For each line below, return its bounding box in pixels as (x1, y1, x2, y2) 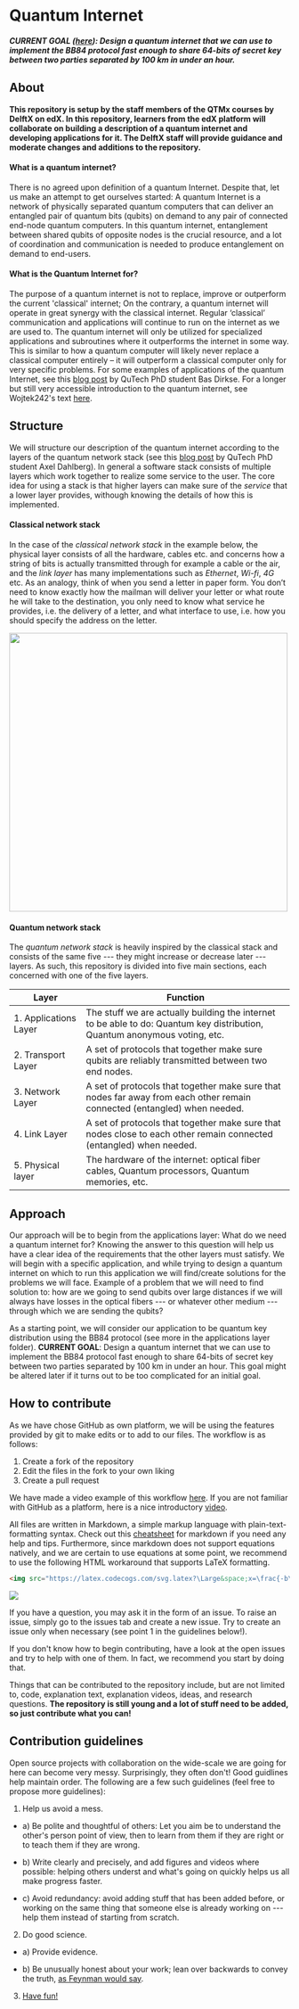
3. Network (13, 1085, 61, 1098)
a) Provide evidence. (21, 1946, 99, 1957)
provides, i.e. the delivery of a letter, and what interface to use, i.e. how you (9, 605, 287, 616)
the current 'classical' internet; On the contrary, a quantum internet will (9, 298, 269, 309)
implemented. (9, 498, 60, 509)
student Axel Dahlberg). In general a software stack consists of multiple (9, 461, 271, 472)
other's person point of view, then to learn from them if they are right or (21, 1830, 285, 1840)
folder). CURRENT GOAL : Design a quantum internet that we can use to (9, 1342, 271, 1353)
